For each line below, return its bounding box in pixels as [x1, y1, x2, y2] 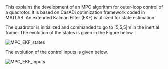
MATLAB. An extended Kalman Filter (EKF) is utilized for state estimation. [5, 15, 156, 20]
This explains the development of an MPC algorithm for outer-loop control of [5, 4, 163, 10]
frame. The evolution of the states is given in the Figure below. [5, 30, 134, 35]
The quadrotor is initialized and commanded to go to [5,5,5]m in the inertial [5, 24, 159, 30]
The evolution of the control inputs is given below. [5, 49, 108, 55]
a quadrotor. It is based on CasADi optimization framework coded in [5, 9, 145, 15]
